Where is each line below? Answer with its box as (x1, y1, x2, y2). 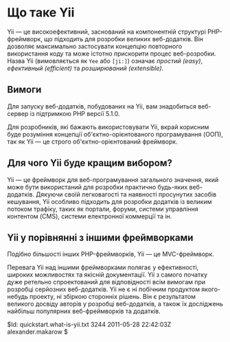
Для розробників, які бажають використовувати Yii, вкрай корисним (7, 122, 209, 131)
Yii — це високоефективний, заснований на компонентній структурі (7, 27, 206, 36)
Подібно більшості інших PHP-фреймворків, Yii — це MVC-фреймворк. (7, 250, 214, 258)
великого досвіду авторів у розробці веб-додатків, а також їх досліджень (7, 300, 223, 308)
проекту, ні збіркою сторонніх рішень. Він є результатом (30, 293, 196, 301)
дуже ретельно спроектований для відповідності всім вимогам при (7, 278, 206, 286)
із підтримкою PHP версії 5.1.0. (30, 109, 120, 117)
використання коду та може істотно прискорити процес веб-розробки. (7, 49, 216, 58)
